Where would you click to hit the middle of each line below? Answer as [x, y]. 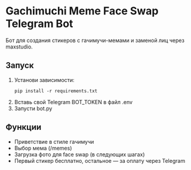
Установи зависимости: [44, 80]
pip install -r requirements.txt [56, 91]
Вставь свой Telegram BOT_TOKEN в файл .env [73, 102]
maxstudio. [19, 47]
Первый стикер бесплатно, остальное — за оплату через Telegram [100, 160]
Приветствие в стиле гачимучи [54, 141]
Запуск [20, 66]
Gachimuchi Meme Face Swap [82, 11]
